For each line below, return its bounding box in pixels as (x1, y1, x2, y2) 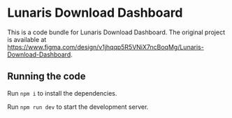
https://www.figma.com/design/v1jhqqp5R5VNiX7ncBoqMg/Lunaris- (7, 43, 204, 51)
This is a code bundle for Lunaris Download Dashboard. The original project (7, 28, 226, 36)
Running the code (7, 71, 86, 82)
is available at (7, 35, 47, 43)
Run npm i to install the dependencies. (7, 89, 117, 97)
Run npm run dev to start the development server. (7, 103, 149, 111)
